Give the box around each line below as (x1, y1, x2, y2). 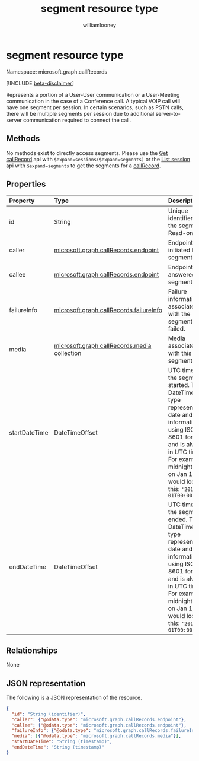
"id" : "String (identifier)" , (11, 711, 86, 717)
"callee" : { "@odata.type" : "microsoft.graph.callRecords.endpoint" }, (11, 722, 187, 728)
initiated (168, 246, 191, 254)
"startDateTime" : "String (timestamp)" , (11, 738, 113, 745)
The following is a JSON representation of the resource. (6, 694, 142, 701)
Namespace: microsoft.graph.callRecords (6, 68, 108, 75)
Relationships (6, 645, 58, 655)
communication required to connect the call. (23, 116, 131, 123)
